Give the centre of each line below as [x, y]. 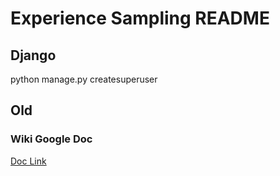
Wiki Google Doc [51, 139]
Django [33, 55]
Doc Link [28, 161]
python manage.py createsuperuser [84, 79]
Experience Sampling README [140, 18]
